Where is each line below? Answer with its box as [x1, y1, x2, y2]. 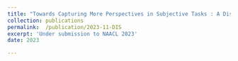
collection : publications [7, 17, 84, 24]
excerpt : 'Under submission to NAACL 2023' [7, 30, 138, 38]
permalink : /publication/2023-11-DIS [7, 23, 122, 30]
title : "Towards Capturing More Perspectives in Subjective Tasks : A [7, 10, 220, 18]
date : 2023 [7, 37, 40, 44]
